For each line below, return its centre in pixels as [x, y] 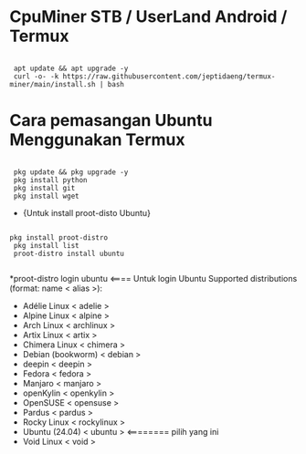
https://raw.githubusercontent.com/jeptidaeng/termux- [169, 76]
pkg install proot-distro [58, 237]
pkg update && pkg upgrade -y [71, 172]
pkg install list [46, 245]
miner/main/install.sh [53, 84]
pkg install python [51, 180]
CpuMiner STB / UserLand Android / [148, 17]
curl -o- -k [36, 76]
